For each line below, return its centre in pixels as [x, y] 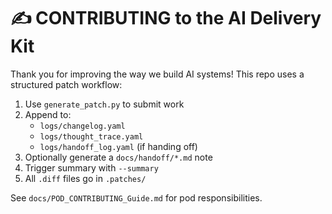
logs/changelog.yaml [82, 126]
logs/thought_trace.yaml [91, 136]
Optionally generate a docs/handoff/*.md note [118, 157]
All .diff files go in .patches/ [85, 178]
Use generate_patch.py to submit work [104, 104]
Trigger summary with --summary [91, 167]
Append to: [48, 114]
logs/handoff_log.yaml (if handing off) [118, 146]
